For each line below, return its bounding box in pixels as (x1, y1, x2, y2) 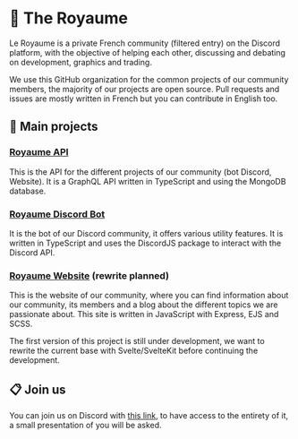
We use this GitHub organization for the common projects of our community (9, 73, 289, 84)
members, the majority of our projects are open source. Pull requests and (9, 83, 280, 94)
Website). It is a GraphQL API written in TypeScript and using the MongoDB (9, 176, 286, 186)
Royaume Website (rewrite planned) (9, 269, 170, 281)
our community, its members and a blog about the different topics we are (9, 299, 278, 310)
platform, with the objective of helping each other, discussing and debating (9, 47, 286, 57)
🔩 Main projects (9, 119, 98, 134)
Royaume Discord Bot (9, 208, 106, 220)
